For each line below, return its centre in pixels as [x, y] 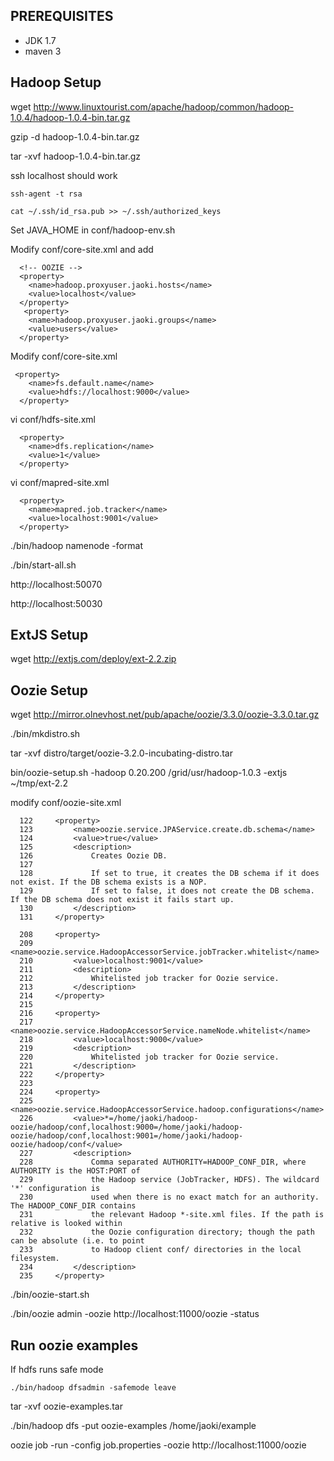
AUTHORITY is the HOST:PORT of [75, 1171]
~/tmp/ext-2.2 [39, 783]
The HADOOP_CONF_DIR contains [73, 1206]
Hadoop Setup [56, 82]
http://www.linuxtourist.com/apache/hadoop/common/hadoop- [164, 106]
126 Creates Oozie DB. [93, 856]
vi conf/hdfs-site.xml [53, 419]
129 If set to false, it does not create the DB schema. [167, 891]
